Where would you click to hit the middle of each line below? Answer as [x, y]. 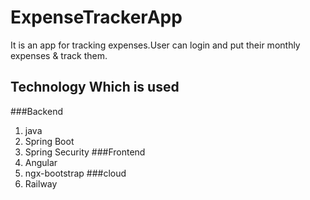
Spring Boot [49, 141]
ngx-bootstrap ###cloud [75, 173]
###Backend [36, 111]
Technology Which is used [95, 87]
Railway [41, 183]
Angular [41, 162]
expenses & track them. [59, 55]
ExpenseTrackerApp [96, 17]
